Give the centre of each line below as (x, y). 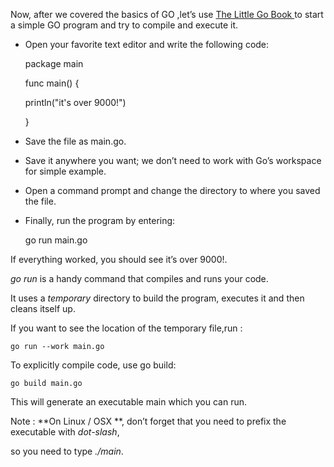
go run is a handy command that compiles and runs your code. (139, 278)
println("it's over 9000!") (75, 102)
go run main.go (56, 240)
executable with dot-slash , (65, 432)
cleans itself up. (43, 308)
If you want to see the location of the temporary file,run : (126, 328)
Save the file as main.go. (75, 141)
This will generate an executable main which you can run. (129, 402)
